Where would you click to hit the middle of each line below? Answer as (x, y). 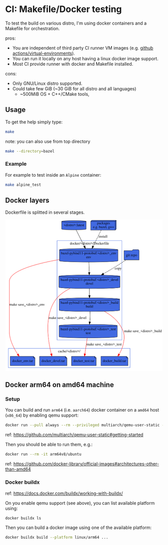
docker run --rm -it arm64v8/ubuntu (43, 454)
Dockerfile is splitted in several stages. (45, 212)
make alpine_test (23, 185)
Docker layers (27, 200)
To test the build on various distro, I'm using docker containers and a (76, 23)
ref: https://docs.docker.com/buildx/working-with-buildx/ (64, 493)
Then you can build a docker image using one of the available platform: (78, 527)
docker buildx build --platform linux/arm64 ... (57, 537)
